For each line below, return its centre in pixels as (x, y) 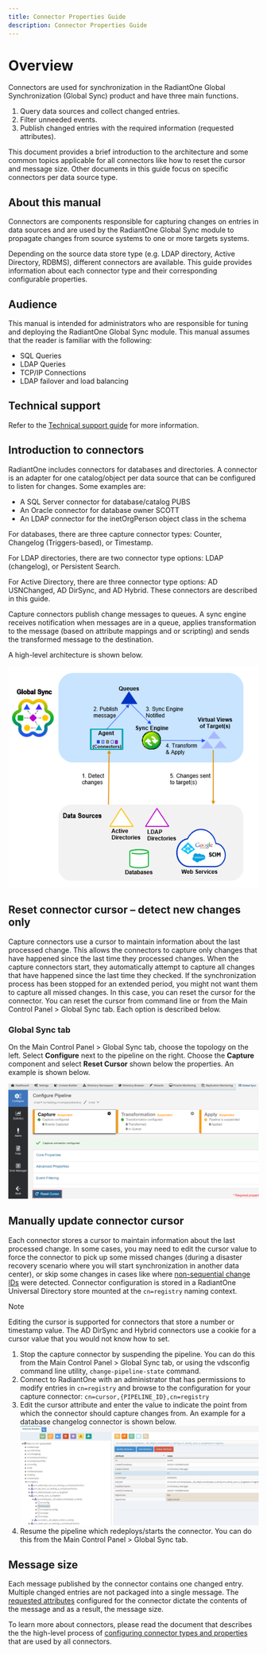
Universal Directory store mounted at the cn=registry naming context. (123, 1291)
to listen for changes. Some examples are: (77, 486)
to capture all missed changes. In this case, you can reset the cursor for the (132, 992)
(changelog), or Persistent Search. (64, 566)
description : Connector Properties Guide (78, 25)
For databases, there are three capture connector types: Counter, (115, 534)
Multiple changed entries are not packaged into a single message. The (124, 1592)
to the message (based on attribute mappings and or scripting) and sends (129, 631)
